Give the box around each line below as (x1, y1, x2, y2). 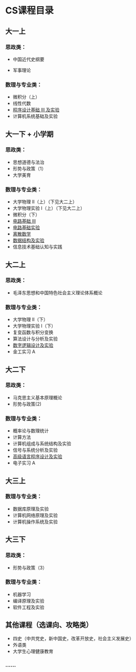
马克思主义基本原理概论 (12, 394, 62, 400)
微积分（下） (12, 211, 40, 218)
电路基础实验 (12, 224, 40, 231)
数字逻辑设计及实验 (12, 342, 54, 348)
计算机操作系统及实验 (12, 518, 58, 525)
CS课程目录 (5, 5, 54, 16)
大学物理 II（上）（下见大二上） (12, 199, 78, 205)
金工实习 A (12, 348, 36, 355)
